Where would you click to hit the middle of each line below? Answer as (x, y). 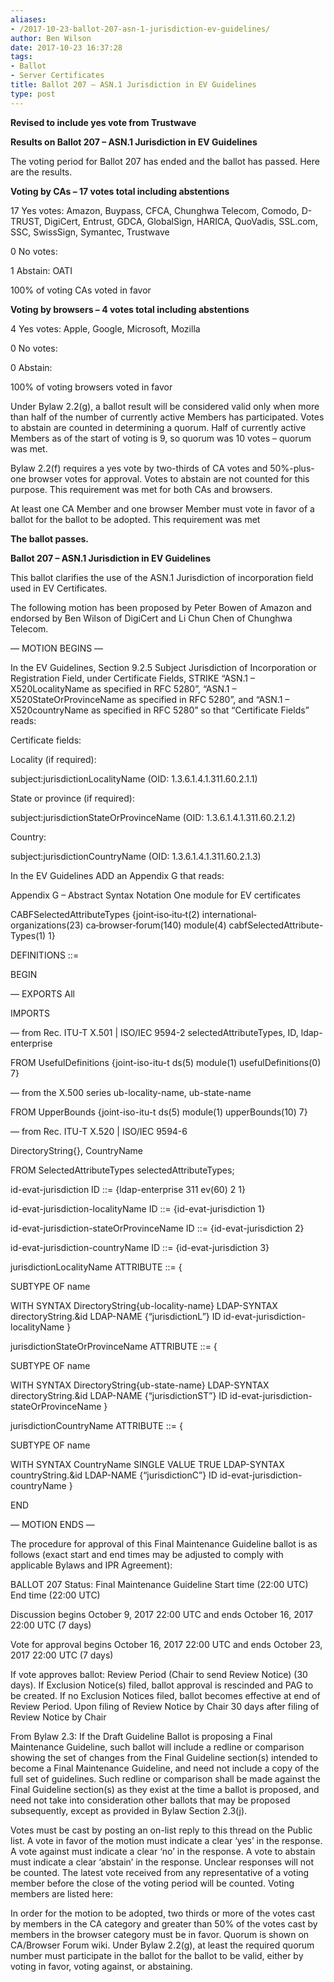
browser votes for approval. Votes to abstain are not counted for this (169, 478)
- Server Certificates (57, 76)
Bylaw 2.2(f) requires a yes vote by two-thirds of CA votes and (139, 468)
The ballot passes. (50, 538)
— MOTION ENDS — (52, 1524)
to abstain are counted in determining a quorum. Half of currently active (158, 427)
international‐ (229, 914)
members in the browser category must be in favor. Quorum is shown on (160, 1934)
